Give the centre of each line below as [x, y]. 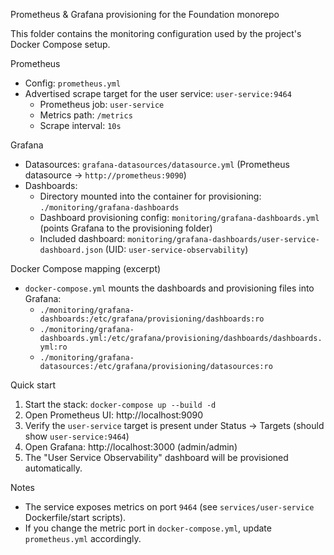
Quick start [33, 385]
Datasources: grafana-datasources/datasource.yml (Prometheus [157, 164]
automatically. [53, 468]
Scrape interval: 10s [80, 125]
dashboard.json [71, 250]
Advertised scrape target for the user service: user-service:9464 [158, 93]
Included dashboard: [82, 238]
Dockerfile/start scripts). [75, 517]
